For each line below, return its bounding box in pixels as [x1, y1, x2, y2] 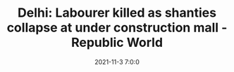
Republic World [71, 35, 163, 50]
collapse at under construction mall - [6, 20, 228, 36]
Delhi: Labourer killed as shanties [17, 5, 217, 21]
